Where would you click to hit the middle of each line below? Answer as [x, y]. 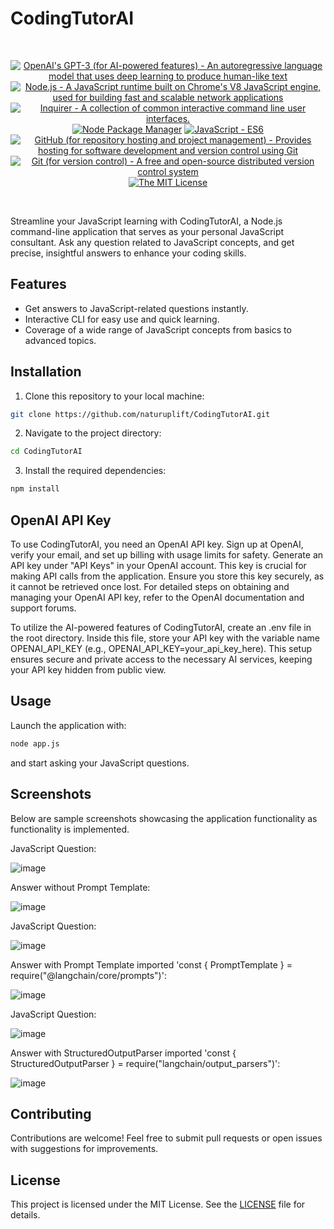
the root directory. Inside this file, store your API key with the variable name [165, 638]
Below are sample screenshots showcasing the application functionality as [164, 818]
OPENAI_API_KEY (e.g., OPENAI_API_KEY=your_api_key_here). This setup [161, 648]
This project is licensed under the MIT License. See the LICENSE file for [158, 1204]
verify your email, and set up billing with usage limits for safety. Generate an [167, 555]
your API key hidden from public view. [88, 670]
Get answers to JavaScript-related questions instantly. [136, 308]
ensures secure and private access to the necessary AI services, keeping [161, 659]
